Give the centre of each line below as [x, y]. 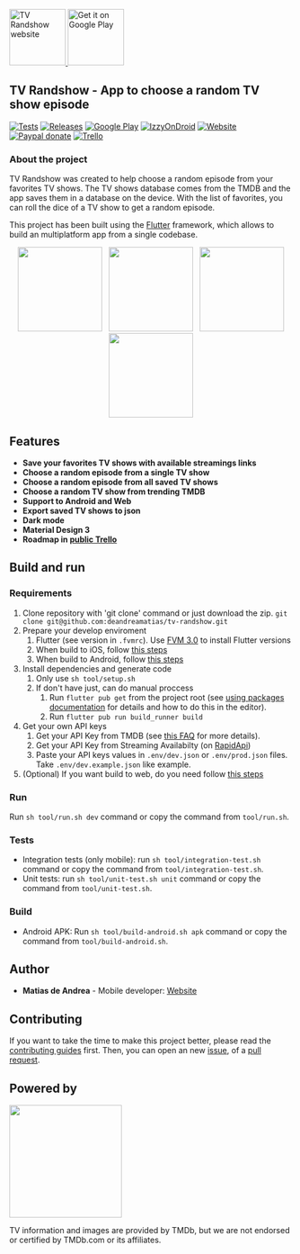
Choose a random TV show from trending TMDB [114, 492]
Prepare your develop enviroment [84, 630]
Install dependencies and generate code [97, 668]
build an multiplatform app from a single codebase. [104, 235]
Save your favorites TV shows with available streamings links [139, 463]
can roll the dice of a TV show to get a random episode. [112, 208]
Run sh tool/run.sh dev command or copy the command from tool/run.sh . [150, 816]
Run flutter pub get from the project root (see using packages [167, 697]
